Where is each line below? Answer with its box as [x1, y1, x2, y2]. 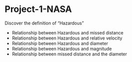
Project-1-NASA [4, 3, 72, 15]
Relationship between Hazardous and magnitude [11, 45, 112, 51]
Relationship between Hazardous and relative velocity [11, 35, 123, 41]
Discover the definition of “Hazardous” [4, 20, 84, 26]
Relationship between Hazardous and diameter [11, 40, 108, 46]
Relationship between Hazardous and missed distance [11, 29, 124, 35]
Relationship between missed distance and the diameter [11, 51, 128, 57]
